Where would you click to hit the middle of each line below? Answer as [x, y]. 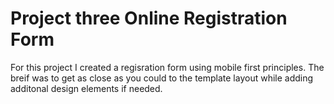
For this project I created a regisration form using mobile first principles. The [167, 67]
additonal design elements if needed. [86, 88]
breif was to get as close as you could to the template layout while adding [162, 78]
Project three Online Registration [149, 18]
